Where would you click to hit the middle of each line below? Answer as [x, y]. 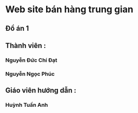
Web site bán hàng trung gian [69, 9]
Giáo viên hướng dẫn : [41, 91]
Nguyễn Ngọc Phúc [30, 74]
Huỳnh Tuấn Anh [27, 105]
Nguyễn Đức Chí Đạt [31, 60]
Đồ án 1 [17, 28]
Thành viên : [26, 45]
